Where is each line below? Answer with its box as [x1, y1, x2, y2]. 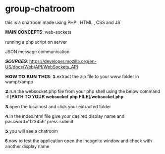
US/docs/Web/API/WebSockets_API [5, 64, 78, 70]
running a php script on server [5, 39, 67, 45]
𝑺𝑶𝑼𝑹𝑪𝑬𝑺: [5, 58, 28, 64]
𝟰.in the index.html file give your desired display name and [5, 113, 125, 119]
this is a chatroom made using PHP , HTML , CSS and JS [5, 19, 120, 25]
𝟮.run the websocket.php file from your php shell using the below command [5, 88, 161, 94]
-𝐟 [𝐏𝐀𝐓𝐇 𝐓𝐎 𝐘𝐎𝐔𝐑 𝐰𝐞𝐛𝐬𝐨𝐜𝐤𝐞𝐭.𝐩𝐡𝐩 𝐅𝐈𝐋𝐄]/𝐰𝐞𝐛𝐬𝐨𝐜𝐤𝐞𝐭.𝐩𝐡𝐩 [5, 93, 124, 99]
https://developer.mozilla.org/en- [29, 58, 97, 64]
